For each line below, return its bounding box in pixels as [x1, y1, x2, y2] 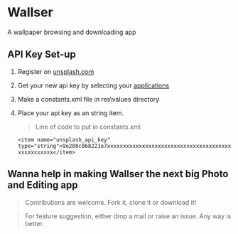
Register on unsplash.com [17, 67, 94, 75]
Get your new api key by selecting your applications [17, 81, 170, 90]
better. [24, 219, 45, 228]
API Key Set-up [7, 48, 76, 60]
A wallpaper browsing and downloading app [7, 28, 136, 36]
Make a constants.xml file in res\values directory [17, 95, 160, 103]
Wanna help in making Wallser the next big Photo [7, 168, 229, 180]
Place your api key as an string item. [17, 108, 124, 117]
